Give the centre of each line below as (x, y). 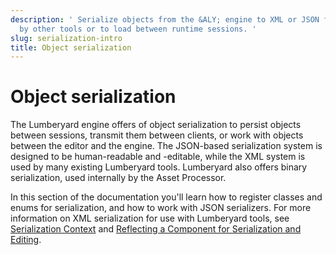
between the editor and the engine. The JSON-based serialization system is (166, 146)
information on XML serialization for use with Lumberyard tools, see (150, 218)
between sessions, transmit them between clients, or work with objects (157, 135)
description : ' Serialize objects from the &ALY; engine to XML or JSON (165, 19)
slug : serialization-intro (66, 38)
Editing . (26, 240)
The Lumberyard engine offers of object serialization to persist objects (156, 125)
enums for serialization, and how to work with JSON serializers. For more (161, 208)
